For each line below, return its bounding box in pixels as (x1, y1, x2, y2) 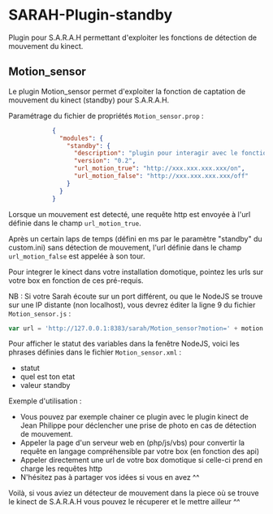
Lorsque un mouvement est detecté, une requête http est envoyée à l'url (8, 209, 251, 219)
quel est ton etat (19, 372, 76, 381)
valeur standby (19, 381, 71, 390)
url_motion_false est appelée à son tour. (8, 250, 145, 261)
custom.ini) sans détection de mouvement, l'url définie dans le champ (8, 242, 242, 252)
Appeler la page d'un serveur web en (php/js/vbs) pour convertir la (19, 438, 245, 448)
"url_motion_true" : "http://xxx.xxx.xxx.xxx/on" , (73, 164, 245, 172)
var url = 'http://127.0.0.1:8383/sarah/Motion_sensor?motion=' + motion (8, 324, 264, 333)
